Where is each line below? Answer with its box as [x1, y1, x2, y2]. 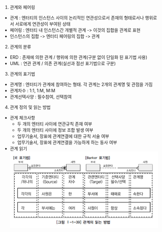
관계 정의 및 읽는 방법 [9, 104, 51, 110]
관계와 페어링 [9, 4, 35, 10]
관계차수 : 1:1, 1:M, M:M [9, 88, 56, 93]
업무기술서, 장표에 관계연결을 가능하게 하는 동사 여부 [17, 140, 117, 145]
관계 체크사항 [9, 115, 35, 120]
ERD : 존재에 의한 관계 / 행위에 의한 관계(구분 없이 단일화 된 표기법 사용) [9, 54, 148, 60]
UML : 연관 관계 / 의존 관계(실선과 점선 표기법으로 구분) [9, 61, 116, 66]
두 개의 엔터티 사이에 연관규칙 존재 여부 [17, 121, 93, 127]
